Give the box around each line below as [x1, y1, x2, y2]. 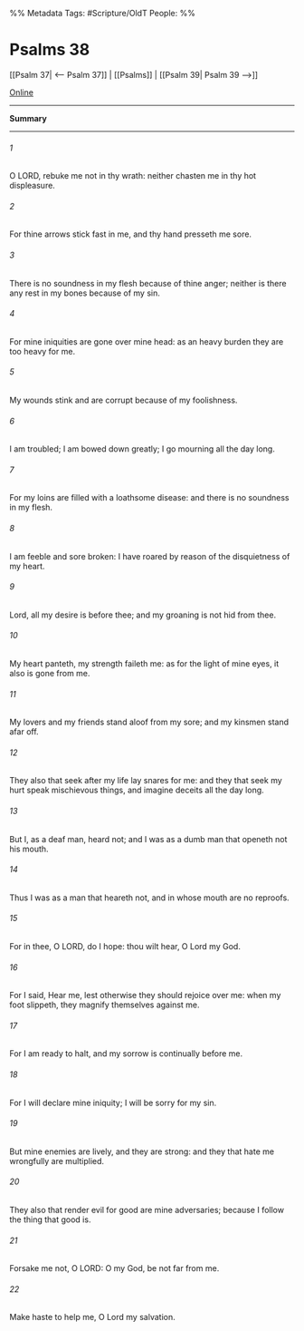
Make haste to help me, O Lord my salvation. [9, 1312, 176, 1323]
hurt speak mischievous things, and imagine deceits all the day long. [9, 784, 264, 796]
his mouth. [9, 843, 49, 854]
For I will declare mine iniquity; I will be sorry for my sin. [9, 1097, 217, 1108]
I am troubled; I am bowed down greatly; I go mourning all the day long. [9, 443, 276, 454]
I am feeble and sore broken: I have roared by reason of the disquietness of [9, 550, 290, 561]
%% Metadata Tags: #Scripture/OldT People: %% [9, 8, 196, 18]
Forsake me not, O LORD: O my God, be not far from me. [9, 1263, 220, 1274]
